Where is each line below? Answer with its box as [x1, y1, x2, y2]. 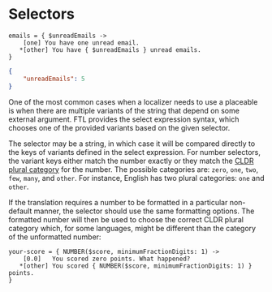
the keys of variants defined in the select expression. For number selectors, [8, 147, 261, 157]
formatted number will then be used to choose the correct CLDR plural [8, 214, 244, 224]
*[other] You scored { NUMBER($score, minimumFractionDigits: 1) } [19, 261, 253, 270]
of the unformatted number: [8, 232, 101, 242]
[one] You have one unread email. [23, 38, 140, 47]
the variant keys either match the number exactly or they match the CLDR [8, 156, 254, 165]
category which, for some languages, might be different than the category [8, 223, 257, 233]
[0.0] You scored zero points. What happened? [23, 255, 191, 263]
